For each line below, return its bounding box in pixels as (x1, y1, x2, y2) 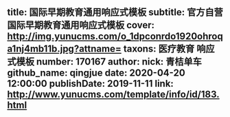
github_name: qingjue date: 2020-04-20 (7, 67, 185, 79)
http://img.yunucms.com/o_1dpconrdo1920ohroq (7, 30, 223, 43)
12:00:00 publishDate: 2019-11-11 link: (7, 78, 174, 89)
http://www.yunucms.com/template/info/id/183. (7, 89, 220, 100)
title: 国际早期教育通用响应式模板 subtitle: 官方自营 (7, 6, 223, 19)
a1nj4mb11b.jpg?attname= (7, 43, 122, 55)
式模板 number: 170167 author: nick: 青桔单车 (7, 56, 203, 67)
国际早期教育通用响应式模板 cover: (7, 19, 155, 31)
